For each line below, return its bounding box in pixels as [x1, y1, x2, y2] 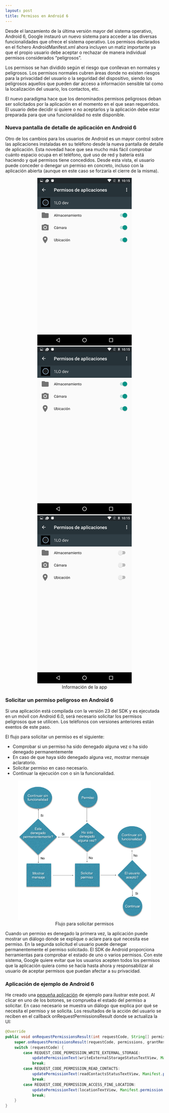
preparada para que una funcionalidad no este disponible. [5, 111, 125, 118]
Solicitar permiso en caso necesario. [12, 765, 89, 771]
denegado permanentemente [12, 749, 73, 755]
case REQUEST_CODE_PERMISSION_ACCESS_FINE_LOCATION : [23, 1082, 136, 1087]
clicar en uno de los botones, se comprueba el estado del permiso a [5, 997, 146, 1003]
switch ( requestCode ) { [14, 1045, 64, 1050]
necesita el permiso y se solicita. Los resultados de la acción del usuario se [5, 1008, 161, 1014]
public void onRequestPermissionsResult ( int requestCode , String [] [5, 1034, 150, 1039]
